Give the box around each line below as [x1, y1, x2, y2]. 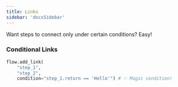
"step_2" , [17, 70, 42, 76]
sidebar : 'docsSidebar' [6, 14, 65, 20]
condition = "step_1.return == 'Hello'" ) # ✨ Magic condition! [17, 76, 173, 82]
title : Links [6, 8, 39, 15]
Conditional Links [6, 45, 58, 54]
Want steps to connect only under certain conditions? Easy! [6, 30, 152, 38]
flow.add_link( [6, 59, 44, 65]
